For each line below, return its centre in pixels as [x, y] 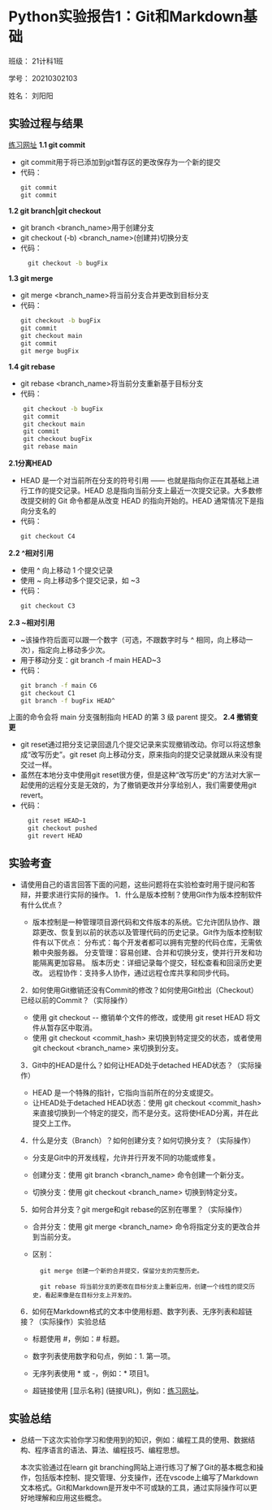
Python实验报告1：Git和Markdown [126, 17]
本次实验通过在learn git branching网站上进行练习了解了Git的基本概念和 [138, 1467]
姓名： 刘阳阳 [31, 95]
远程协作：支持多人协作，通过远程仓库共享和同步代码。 [141, 972]
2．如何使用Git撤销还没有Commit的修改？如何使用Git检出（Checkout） [139, 990]
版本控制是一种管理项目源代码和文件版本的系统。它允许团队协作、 [142, 922]
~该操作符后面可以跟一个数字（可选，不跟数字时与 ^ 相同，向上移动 [133, 639]
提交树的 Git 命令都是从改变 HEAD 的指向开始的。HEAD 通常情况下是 [142, 501]
